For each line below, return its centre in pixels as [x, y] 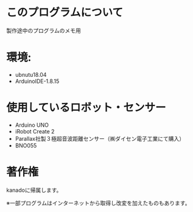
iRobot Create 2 [35, 131]
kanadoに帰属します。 [34, 190]
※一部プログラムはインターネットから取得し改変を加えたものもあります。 [98, 203]
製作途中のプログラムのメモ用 [44, 30]
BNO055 [26, 145]
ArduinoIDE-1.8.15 [37, 81]
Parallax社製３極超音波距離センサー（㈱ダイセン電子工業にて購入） [100, 138]
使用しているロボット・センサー [86, 108]
